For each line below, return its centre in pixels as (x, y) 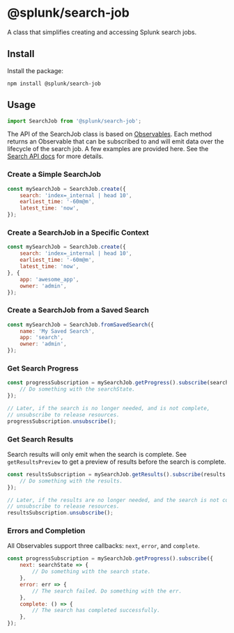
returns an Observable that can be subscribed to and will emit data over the (116, 141)
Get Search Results (40, 439)
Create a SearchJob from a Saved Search (78, 310)
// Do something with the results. (71, 481)
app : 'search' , (42, 338)
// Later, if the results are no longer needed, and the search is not (113, 500)
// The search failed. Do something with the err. (107, 591)
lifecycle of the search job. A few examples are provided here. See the (108, 149)
